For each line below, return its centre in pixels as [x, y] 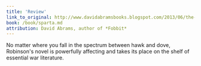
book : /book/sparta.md [34, 23]
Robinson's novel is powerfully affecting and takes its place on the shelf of [98, 52]
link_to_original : [29, 17]
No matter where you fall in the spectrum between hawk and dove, [88, 45]
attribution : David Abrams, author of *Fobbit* [67, 28]
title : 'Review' [26, 12]
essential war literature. [35, 58]
